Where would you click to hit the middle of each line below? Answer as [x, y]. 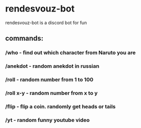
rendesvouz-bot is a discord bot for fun [46, 23]
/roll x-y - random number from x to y [52, 93]
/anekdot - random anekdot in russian [52, 66]
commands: [24, 38]
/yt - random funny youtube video [47, 120]
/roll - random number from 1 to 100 [49, 80]
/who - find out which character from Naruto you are [70, 53]
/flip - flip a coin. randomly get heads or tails [60, 106]
